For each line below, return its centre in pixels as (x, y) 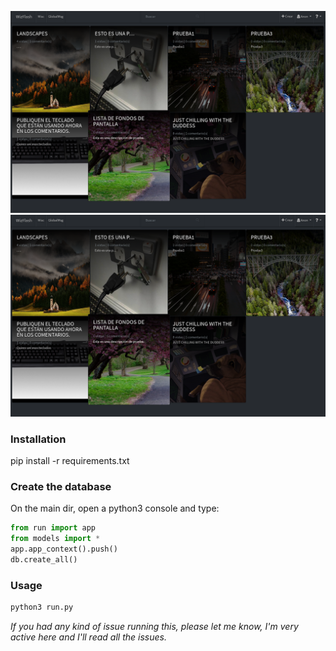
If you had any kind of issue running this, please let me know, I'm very (154, 627)
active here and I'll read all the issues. (88, 637)
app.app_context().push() (64, 549)
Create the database (61, 486)
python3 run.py (42, 607)
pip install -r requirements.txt (70, 461)
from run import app (53, 528)
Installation (38, 439)
